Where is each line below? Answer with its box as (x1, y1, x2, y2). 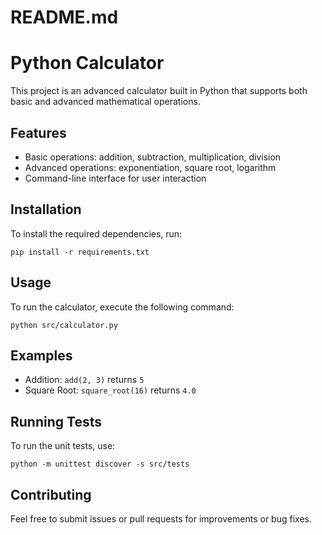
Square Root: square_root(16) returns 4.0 (24, 384, 197, 396)
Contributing (10, 486, 92, 503)
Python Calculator (10, 52, 165, 75)
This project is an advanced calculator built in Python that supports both (10, 85, 308, 97)
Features (10, 124, 67, 141)
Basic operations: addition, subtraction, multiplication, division (24, 151, 282, 163)
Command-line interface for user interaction (24, 172, 207, 184)
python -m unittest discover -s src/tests (10, 459, 190, 470)
